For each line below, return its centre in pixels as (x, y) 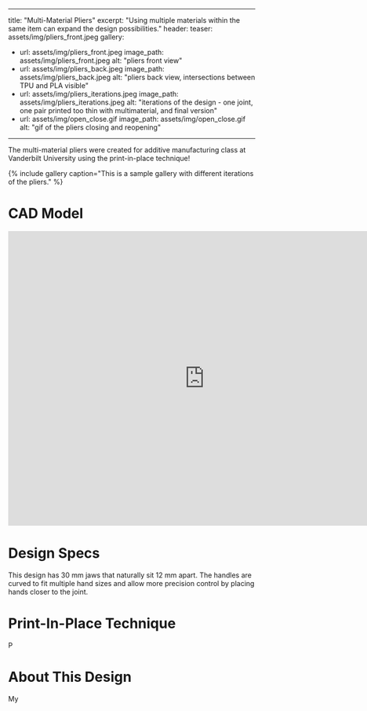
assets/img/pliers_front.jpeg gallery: (66, 37)
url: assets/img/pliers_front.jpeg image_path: (92, 52)
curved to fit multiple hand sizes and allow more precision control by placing (131, 583)
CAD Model (46, 214)
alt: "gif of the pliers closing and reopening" (90, 127)
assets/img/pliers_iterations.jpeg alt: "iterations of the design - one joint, (136, 102)
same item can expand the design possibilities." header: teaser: (111, 29)
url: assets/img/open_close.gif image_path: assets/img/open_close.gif (132, 119)
